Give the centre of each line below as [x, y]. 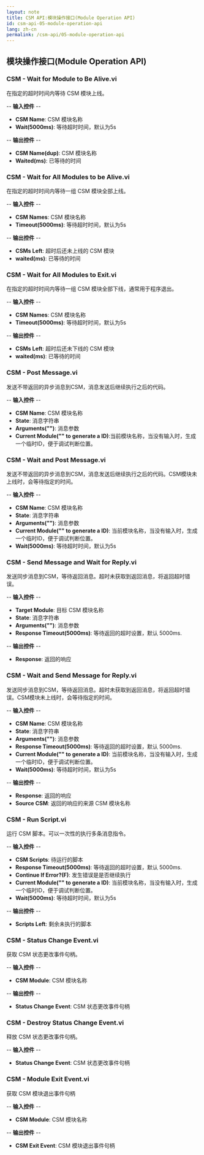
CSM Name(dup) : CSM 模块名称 [56, 153]
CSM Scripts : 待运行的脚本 [49, 859]
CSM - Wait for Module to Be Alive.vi [62, 79]
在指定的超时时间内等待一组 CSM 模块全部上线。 [68, 191]
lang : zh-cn [21, 29]
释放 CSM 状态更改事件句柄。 [43, 1037]
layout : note [23, 12]
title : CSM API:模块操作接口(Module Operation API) [71, 18]
